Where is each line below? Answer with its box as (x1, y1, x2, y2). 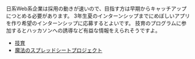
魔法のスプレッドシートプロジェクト (14, 47, 103, 54)
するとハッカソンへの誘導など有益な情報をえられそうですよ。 (11, 27, 160, 34)
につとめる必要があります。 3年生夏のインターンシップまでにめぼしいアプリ (6, 12, 190, 19)
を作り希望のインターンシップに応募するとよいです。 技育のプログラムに (6, 20, 181, 26)
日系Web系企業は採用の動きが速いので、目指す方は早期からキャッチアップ (6, 5, 187, 12)
